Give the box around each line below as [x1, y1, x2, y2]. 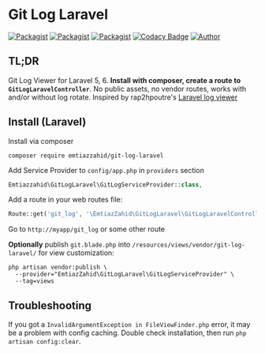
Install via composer [8, 136, 74, 145]
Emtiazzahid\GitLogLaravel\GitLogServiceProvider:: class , [8, 180, 203, 189]
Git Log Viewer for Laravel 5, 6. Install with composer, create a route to [8, 75, 241, 85]
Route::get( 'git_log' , [8, 210, 83, 218]
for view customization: [38, 248, 114, 258]
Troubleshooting [8, 299, 92, 312]
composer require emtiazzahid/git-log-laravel [8, 152, 164, 160]
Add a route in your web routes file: [8, 195, 123, 205]
